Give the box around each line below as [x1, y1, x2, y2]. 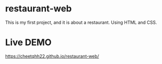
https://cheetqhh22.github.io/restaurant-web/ [5, 53, 99, 59]
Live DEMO [5, 37, 51, 48]
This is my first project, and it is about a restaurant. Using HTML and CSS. [5, 19, 157, 25]
